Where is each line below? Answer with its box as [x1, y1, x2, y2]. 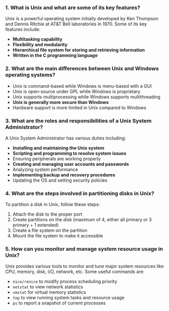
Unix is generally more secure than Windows [12, 99, 109, 105]
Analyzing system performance [12, 166, 78, 172]
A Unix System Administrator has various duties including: [5, 135, 126, 141]
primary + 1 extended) [12, 222, 59, 228]
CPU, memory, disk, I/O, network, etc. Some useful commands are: [5, 268, 145, 275]
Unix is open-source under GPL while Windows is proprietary [12, 88, 141, 94]
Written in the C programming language [12, 52, 98, 58]
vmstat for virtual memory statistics [12, 289, 86, 295]
